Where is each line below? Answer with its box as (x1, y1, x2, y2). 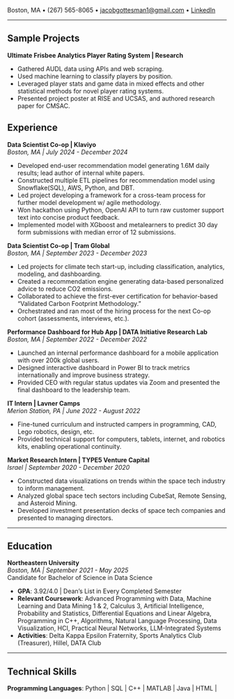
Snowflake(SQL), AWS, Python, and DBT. (17, 183, 135, 192)
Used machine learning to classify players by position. (17, 72, 173, 80)
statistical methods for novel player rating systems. (17, 86, 164, 95)
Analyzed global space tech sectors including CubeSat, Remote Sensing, (17, 491, 227, 500)
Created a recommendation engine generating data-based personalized (17, 277, 224, 285)
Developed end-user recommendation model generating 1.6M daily (17, 161, 210, 169)
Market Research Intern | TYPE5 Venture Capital (7, 456, 150, 464)
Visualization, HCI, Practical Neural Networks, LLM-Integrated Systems (17, 624, 221, 633)
